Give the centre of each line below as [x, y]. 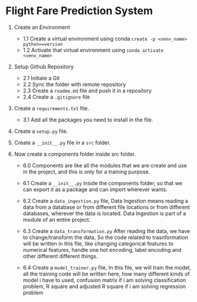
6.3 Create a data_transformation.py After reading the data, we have [106, 231]
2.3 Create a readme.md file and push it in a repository [87, 90]
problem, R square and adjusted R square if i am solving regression [104, 286]
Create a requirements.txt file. [52, 108]
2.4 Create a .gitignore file [56, 97]
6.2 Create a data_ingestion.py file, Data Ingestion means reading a [105, 201]
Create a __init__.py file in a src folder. [62, 142]
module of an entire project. [57, 219]
